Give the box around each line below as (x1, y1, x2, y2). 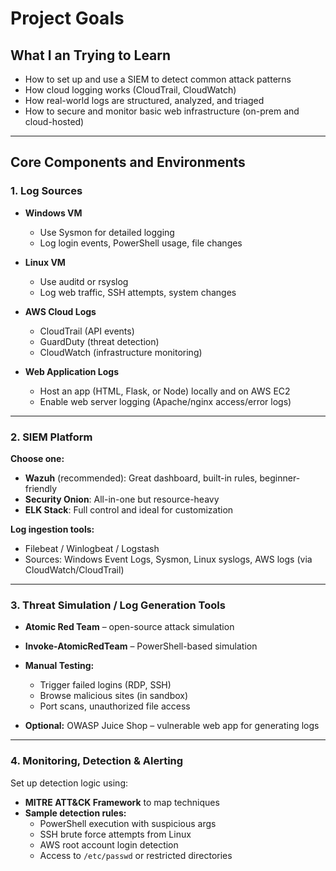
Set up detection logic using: (10, 777, 129, 789)
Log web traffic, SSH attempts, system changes (39, 286, 237, 298)
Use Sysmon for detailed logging (39, 226, 175, 238)
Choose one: (10, 452, 65, 464)
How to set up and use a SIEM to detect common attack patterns (24, 73, 292, 85)
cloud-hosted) (24, 116, 85, 127)
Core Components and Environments (10, 154, 246, 171)
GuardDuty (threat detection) (39, 335, 160, 347)
